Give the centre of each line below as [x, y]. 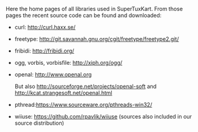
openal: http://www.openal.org [53, 75]
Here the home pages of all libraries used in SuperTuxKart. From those [94, 9]
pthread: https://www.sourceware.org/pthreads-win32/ [83, 105]
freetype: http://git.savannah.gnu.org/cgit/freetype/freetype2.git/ [97, 39]
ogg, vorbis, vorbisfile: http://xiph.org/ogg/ [68, 63]
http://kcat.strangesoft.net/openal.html [63, 93]
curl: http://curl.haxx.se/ [45, 27]
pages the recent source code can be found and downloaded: [84, 15]
